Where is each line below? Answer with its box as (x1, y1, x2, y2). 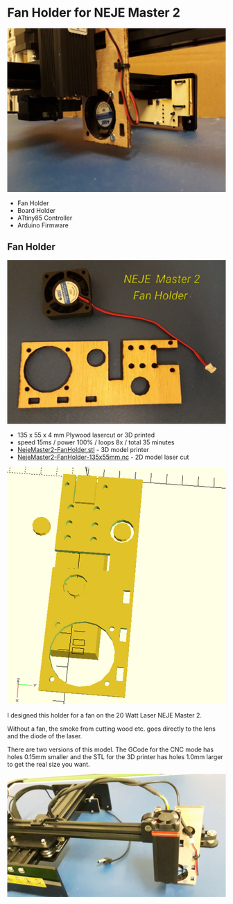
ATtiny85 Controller (17, 214, 73, 222)
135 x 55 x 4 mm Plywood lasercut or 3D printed (17, 431, 155, 439)
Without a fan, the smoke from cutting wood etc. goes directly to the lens (7, 724, 216, 733)
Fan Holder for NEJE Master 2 (7, 5, 180, 21)
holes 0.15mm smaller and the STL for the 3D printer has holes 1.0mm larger (7, 753, 223, 761)
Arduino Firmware (17, 220, 69, 229)
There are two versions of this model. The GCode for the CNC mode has (7, 745, 214, 754)
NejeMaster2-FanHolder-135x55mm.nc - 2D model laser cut (17, 453, 189, 461)
